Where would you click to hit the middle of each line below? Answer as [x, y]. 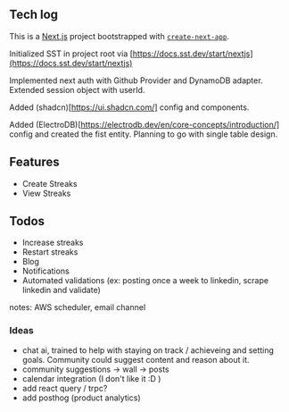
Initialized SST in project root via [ [71, 54]
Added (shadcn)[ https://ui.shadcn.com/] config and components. [129, 107]
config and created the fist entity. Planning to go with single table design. [144, 134]
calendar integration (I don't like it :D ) [91, 378]
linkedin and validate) [61, 290]
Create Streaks [50, 183]
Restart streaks [50, 252]
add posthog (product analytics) [81, 398]
